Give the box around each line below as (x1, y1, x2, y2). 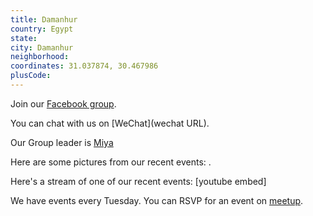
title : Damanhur (10, 14, 78, 25)
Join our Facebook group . (10, 97, 117, 110)
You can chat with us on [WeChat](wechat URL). (10, 117, 210, 129)
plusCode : (10, 71, 52, 81)
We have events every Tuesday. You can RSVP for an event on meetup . (10, 194, 304, 206)
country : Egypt (10, 24, 74, 34)
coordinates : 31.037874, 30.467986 (10, 61, 159, 71)
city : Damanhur (10, 42, 74, 53)
